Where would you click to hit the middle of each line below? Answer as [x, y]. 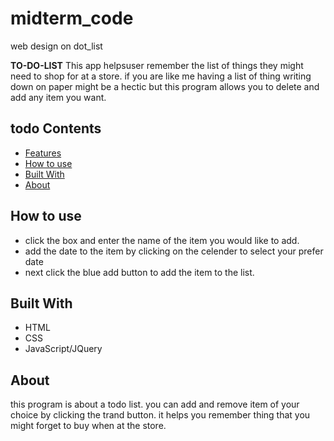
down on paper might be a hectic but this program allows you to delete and [165, 86]
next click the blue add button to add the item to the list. [139, 272]
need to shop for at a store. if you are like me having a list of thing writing [161, 76]
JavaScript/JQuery [63, 349]
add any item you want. [58, 97]
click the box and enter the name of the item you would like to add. [162, 240]
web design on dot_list [56, 46]
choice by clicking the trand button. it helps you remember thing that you [160, 415]
